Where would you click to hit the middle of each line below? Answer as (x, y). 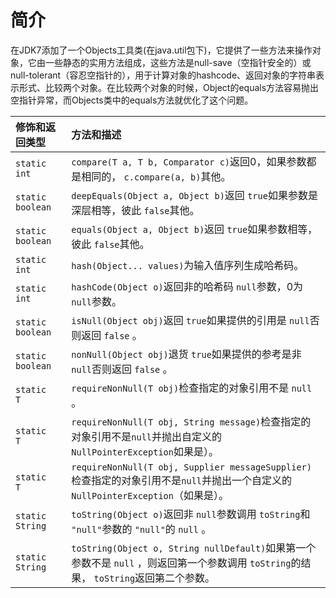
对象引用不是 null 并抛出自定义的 (147, 436)
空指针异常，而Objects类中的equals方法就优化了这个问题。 (132, 100)
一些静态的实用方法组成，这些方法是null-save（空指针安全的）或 (178, 62)
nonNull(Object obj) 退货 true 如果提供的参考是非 (186, 354)
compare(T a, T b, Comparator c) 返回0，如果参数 (189, 161)
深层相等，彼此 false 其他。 (135, 210)
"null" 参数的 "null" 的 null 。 (141, 529)
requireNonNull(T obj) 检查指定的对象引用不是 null (192, 388)
